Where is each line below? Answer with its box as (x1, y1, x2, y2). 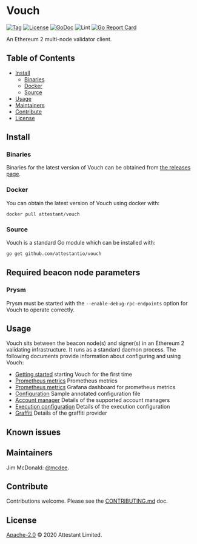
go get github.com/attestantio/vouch (6, 251, 102, 257)
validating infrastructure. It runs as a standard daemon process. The (6, 346, 176, 353)
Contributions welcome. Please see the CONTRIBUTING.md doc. (6, 497, 168, 505)
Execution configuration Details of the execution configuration (15, 403, 170, 410)
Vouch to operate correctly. (6, 306, 75, 313)
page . (6, 171, 21, 178)
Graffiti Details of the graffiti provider (15, 409, 107, 416)
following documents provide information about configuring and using (6, 353, 181, 360)
